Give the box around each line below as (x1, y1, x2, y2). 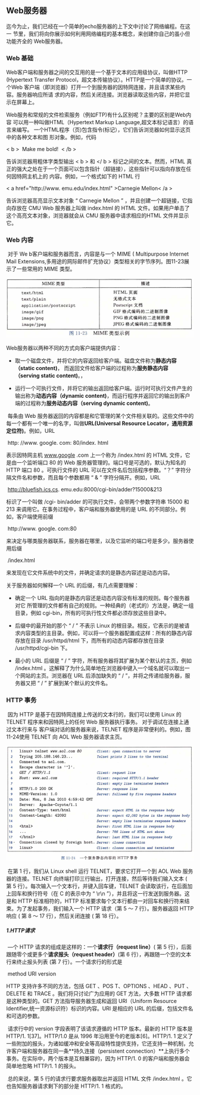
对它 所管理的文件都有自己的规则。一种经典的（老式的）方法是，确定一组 (14, 602, 194, 609)
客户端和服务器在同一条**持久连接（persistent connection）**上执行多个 (11, 1047, 190, 1054)
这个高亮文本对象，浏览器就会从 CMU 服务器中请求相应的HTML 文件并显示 (6, 212, 189, 219)
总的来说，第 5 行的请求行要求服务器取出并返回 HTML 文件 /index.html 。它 (7, 1075, 192, 1082)
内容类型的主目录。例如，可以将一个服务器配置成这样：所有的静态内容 (20, 629, 192, 637)
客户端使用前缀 (16, 513, 54, 521)
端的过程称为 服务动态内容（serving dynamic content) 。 (14, 399, 154, 407)
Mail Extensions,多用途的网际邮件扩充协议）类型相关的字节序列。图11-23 (6, 258, 185, 265)
